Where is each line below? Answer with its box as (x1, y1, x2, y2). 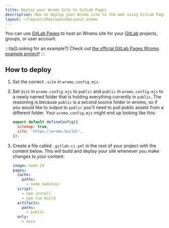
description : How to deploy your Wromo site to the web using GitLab (5, 12, 154, 17)
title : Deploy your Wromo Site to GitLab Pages (5, 7, 107, 13)
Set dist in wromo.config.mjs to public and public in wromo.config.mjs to (12, 88, 163, 94)
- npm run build (22, 195, 56, 201)
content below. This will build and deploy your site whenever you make (12, 148, 159, 154)
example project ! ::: (5, 51, 45, 57)
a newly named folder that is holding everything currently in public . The (12, 94, 162, 100)
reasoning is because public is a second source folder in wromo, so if (12, 99, 157, 105)
